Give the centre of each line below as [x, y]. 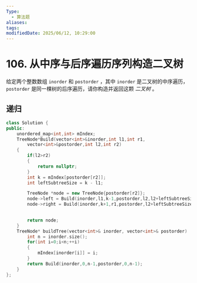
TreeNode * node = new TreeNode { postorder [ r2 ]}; [86, 193]
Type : [13, 11]
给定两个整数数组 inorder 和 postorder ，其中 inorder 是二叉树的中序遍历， [97, 81]
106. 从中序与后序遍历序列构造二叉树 [95, 64]
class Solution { [27, 123]
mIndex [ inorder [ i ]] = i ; [68, 253]
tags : [13, 28]
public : [16, 128]
